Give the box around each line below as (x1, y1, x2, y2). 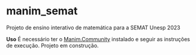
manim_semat (6, 4, 78, 18)
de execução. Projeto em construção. (6, 42, 99, 49)
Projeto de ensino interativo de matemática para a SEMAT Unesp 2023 (6, 24, 181, 31)
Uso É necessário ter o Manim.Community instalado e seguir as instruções (6, 35, 191, 42)
